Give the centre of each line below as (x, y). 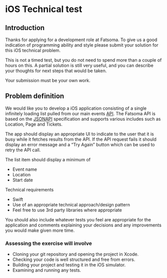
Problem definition (35, 96)
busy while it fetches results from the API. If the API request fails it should (81, 139)
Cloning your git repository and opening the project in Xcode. (75, 254)
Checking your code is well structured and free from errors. (74, 259)
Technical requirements (29, 189)
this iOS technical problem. (33, 50)
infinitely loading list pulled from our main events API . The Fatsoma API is (80, 113)
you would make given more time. (40, 230)
